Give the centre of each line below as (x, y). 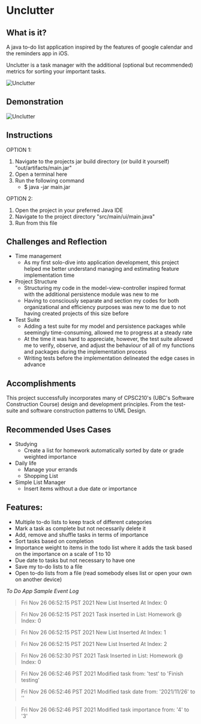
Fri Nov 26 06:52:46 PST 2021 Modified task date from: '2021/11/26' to (108, 692)
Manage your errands (51, 469)
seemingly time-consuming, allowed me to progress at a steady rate (108, 333)
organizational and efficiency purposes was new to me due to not (105, 307)
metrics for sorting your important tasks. (56, 71)
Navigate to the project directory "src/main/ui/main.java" (85, 216)
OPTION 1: (19, 149)
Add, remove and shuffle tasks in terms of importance (82, 534)
